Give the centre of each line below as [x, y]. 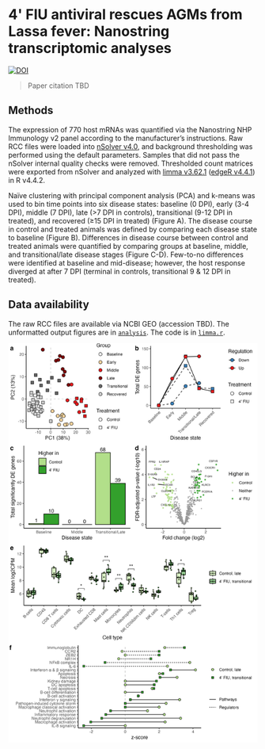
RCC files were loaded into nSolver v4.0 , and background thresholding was [131, 146]
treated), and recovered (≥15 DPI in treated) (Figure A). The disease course [131, 220]
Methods [31, 111]
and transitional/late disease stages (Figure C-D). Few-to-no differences [126, 254]
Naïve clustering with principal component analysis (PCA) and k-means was [132, 195]
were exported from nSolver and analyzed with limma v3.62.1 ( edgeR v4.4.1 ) [132, 171]
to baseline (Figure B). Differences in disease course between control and [129, 237]
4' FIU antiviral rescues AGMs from [125, 15]
